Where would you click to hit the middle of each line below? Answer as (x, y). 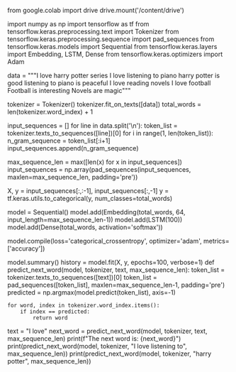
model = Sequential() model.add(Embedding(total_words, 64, (96, 212)
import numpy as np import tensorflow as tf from (78, 24)
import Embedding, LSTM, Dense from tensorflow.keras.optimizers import (115, 54)
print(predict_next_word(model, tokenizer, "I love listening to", (97, 346)
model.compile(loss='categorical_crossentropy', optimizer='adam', (105, 241)
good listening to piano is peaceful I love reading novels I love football (109, 83)
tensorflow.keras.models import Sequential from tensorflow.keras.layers (112, 46)
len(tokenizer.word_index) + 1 (50, 112)
